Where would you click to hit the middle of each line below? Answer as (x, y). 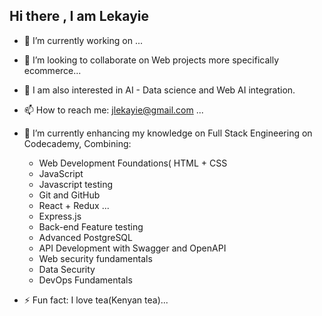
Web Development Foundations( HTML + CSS (133, 163)
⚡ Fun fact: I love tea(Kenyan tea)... (96, 300)
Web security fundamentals (95, 258)
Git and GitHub (69, 195)
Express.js (60, 216)
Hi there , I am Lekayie (79, 16)
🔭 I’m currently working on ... (83, 40)
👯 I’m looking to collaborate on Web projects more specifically (151, 60)
